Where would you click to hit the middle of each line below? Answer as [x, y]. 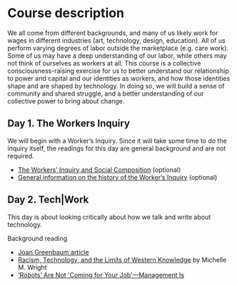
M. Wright [32, 267]
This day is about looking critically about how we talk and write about [109, 217]
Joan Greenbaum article [53, 252]
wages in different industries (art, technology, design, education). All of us [117, 40]
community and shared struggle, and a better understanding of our [106, 93]
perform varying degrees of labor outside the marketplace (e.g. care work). [118, 48]
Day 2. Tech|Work [48, 200]
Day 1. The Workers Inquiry [69, 124]
